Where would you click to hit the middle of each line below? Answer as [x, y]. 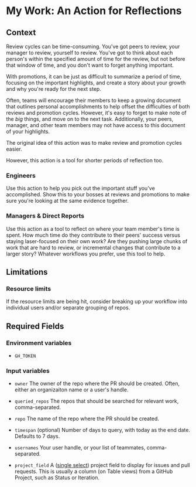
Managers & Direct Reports [45, 216]
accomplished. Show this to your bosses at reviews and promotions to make [98, 195]
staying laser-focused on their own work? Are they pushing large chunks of [97, 241]
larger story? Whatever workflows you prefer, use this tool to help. [86, 254]
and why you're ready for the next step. [54, 89]
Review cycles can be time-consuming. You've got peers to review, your [93, 46]
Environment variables [39, 343]
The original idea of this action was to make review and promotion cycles [94, 143]
